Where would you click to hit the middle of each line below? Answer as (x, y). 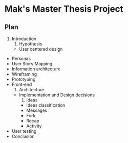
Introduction (24, 39)
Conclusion (23, 136)
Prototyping (23, 79)
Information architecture (36, 69)
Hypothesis (31, 44)
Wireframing (24, 74)
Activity (34, 126)
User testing (24, 131)
